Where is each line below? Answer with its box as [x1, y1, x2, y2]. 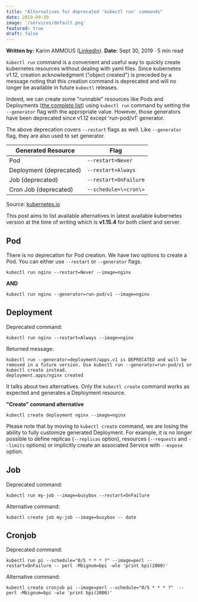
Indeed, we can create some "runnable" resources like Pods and [6, 96, 164, 103]
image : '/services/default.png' [6, 20, 86, 26]
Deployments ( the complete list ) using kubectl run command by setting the [6, 102, 191, 109]
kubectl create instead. [6, 367, 68, 373]
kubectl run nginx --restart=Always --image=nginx [6, 334, 134, 341]
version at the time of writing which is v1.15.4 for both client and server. [6, 218, 181, 226]
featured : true [6, 25, 44, 32]
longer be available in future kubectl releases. [6, 84, 119, 91]
